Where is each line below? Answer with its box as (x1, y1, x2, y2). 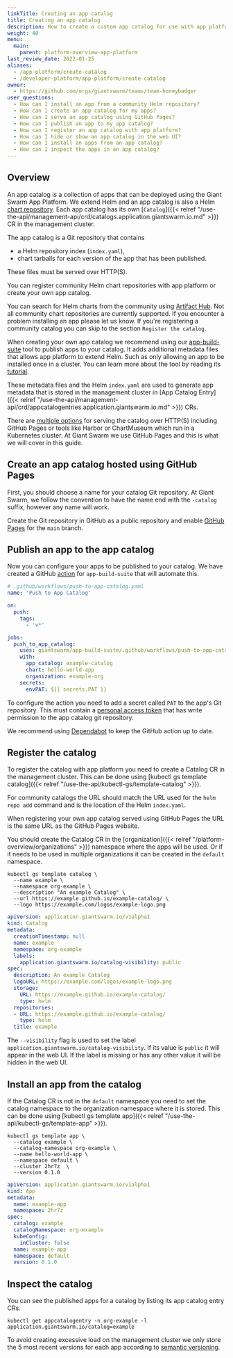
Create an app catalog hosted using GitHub (7, 458, 198, 470)
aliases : (7, 62, 33, 69)
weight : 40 (7, 29, 39, 37)
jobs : (7, 634, 23, 641)
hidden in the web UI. (7, 1058, 68, 1067)
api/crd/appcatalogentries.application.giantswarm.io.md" (7, 403, 171, 411)
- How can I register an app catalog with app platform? (13, 127, 182, 134)
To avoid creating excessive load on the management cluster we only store (7, 1336, 221, 1344)
